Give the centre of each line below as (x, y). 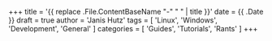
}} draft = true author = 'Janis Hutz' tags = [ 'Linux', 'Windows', (113, 20)
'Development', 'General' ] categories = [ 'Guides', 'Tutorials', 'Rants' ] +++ (133, 29)
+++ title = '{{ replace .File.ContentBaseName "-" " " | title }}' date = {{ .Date (136, 12)
